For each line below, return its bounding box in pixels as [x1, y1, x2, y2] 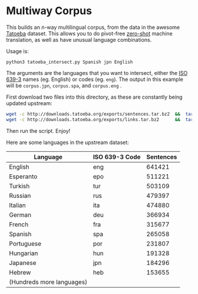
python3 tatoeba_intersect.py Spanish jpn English [6, 59, 133, 65]
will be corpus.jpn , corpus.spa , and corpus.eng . [6, 81, 122, 89]
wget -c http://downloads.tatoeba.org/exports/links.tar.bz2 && [6, 116, 181, 122]
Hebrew [9, 268, 31, 276]
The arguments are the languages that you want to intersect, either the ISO [6, 69, 188, 76]
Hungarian [9, 249, 38, 257]
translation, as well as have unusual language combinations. [6, 36, 152, 43]
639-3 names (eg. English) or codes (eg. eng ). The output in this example [6, 76, 184, 83]
